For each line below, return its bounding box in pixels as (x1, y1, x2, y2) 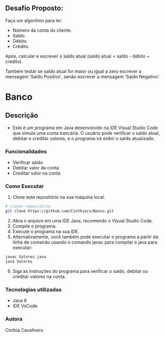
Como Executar (5, 183, 44, 190)
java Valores (5, 259, 33, 264)
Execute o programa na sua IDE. (12, 229, 80, 235)
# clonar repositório (5, 204, 51, 209)
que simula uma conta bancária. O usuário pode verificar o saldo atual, (12, 130, 160, 136)
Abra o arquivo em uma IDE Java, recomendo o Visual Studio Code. (12, 218, 153, 224)
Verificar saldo (12, 159, 43, 165)
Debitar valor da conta (12, 165, 59, 171)
